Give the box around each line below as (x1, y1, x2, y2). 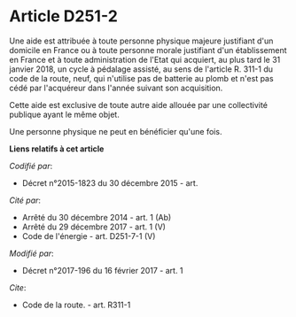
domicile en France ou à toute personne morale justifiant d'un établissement (9, 44, 287, 55)
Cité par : (9, 195, 42, 205)
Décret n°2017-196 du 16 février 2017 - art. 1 (21, 265, 183, 275)
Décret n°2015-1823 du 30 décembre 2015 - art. (21, 177, 199, 188)
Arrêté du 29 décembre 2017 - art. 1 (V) (21, 221, 167, 232)
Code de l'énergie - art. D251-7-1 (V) (21, 230, 156, 241)
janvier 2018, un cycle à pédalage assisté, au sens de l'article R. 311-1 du (9, 64, 273, 74)
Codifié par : (9, 160, 53, 171)
